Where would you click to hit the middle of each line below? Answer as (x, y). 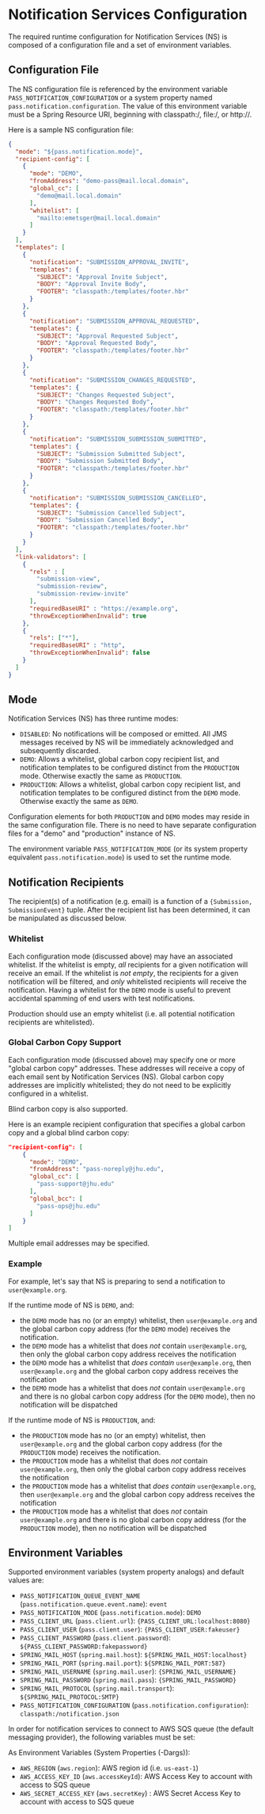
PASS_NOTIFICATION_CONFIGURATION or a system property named (110, 98)
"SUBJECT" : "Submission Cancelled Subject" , (111, 513)
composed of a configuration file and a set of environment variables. (120, 44)
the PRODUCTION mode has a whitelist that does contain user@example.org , (138, 1486)
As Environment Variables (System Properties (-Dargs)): (99, 1753)
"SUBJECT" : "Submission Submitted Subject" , (111, 453)
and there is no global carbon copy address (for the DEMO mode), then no (137, 1396)
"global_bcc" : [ (56, 1199)
